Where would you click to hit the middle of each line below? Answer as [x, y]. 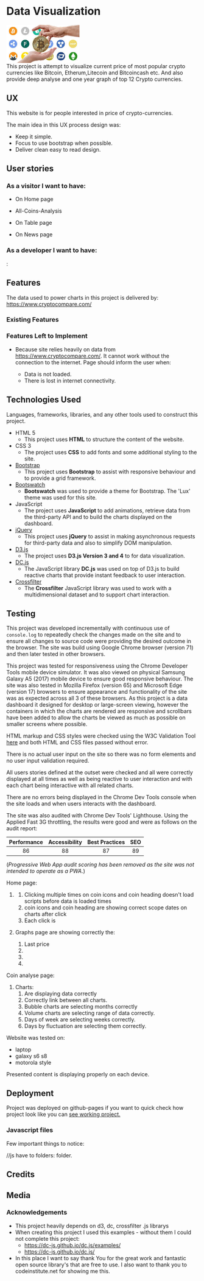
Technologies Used [44, 400]
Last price [37, 944]
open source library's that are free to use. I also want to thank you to [101, 1265]
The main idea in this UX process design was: [64, 125]
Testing [21, 613]
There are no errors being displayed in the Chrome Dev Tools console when [101, 797]
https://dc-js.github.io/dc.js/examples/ [72, 1245]
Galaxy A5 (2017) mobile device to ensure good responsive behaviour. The [100, 679]
